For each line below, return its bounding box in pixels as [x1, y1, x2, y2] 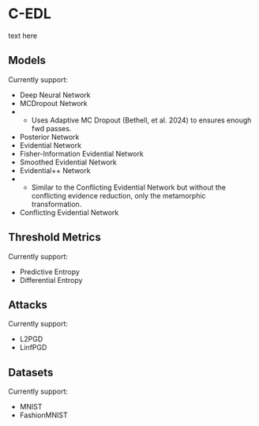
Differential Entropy [19, 275, 83, 285]
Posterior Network [19, 132, 80, 141]
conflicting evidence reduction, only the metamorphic [31, 190, 207, 200]
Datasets [8, 365, 54, 379]
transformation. [31, 199, 82, 209]
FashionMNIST [19, 410, 69, 420]
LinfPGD [19, 343, 47, 352]
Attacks [8, 298, 47, 311]
